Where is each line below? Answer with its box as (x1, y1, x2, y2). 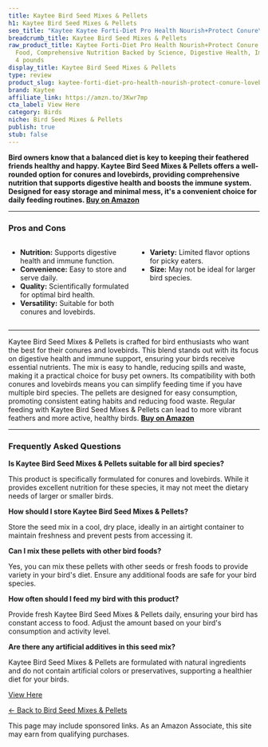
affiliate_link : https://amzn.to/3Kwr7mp (8, 93, 148, 101)
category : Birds (8, 109, 62, 117)
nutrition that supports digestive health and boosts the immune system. (8, 177, 252, 188)
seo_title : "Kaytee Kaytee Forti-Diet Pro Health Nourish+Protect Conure (8, 26, 259, 34)
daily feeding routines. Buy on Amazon (8, 195, 140, 205)
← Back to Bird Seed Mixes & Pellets (8, 705, 128, 715)
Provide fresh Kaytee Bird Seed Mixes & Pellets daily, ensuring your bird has (8, 610, 258, 619)
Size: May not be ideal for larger (149, 264, 256, 274)
